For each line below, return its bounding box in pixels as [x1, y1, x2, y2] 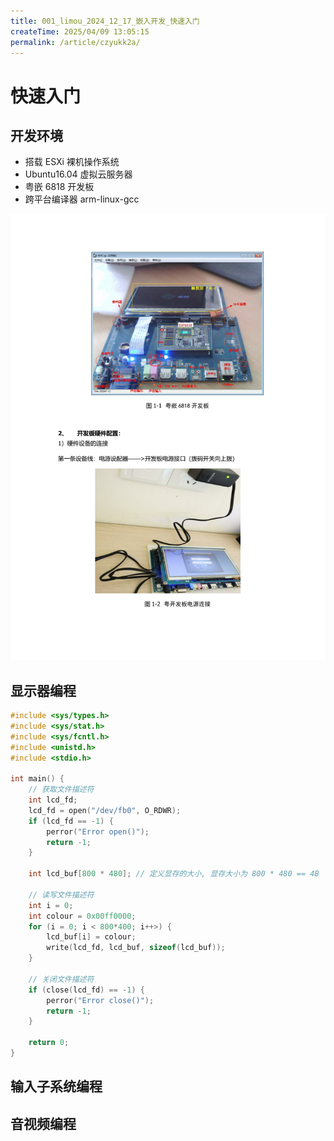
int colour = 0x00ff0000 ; [28, 911, 137, 921]
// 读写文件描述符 [28, 890, 95, 900]
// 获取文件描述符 [28, 785, 95, 795]
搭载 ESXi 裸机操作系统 [24, 156, 120, 168]
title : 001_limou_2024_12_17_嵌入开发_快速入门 [10, 16, 200, 26]
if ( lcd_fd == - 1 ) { [28, 816, 114, 826]
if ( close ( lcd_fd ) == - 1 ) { [28, 985, 145, 995]
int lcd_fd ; [28, 795, 78, 805]
